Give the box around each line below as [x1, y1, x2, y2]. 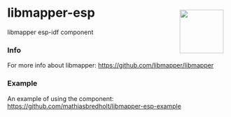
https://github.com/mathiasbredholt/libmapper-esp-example [7, 102, 182, 110]
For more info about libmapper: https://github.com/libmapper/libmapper [7, 61, 214, 70]
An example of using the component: [7, 94, 114, 102]
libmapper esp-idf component [7, 28, 94, 36]
